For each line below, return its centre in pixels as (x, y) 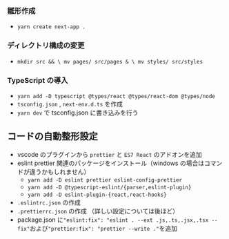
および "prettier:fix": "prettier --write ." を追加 (104, 228)
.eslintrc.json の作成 (49, 202)
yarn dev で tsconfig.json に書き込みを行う (78, 113)
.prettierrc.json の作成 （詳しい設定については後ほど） (98, 211)
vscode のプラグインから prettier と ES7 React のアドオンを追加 (109, 154)
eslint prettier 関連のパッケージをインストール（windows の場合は (111, 163)
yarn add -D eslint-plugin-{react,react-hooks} (97, 195)
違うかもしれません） (60, 171)
